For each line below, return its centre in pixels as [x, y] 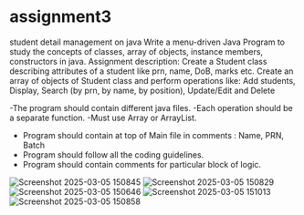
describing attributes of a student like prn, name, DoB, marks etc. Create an [152, 71]
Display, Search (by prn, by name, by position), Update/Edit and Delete [142, 90]
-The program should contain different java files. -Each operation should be [152, 107]
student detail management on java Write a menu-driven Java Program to [147, 42]
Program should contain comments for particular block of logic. [142, 164]
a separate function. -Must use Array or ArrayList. [103, 118]
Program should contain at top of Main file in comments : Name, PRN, [153, 135]
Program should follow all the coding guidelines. [113, 154]
